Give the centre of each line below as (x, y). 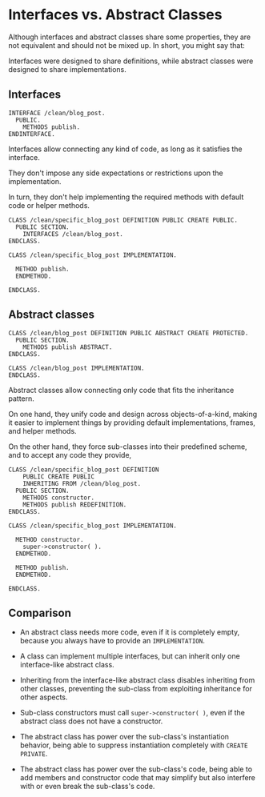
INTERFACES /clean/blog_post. (73, 234)
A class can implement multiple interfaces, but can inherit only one (130, 656)
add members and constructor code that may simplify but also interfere (138, 778)
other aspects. (44, 697)
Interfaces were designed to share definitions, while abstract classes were (131, 61)
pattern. (21, 398)
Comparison (40, 613)
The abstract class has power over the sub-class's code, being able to (136, 769)
